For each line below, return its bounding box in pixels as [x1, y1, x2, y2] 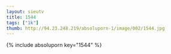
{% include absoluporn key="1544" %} [6, 42, 102, 49]
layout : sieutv [6, 8, 44, 15]
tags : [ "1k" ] [6, 20, 39, 26]
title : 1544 [6, 14, 36, 20]
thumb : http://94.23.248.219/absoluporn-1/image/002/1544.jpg [6, 25, 165, 31]
